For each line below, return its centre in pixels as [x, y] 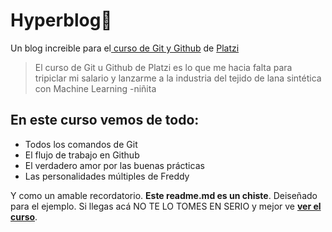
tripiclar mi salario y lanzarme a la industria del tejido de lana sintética [178, 78]
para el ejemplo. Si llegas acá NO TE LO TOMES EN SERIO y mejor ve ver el [166, 206]
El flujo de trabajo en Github [82, 155]
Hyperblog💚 [61, 20]
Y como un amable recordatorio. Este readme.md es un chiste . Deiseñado [164, 195]
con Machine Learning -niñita [95, 88]
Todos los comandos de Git [81, 144]
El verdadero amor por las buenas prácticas [114, 165]
